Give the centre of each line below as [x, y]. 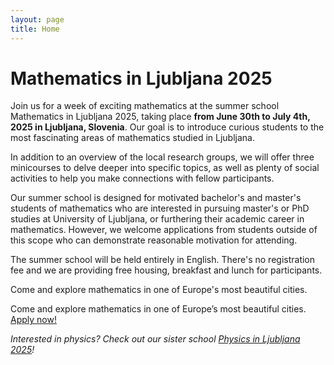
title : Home [35, 29]
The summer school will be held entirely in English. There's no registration [163, 260]
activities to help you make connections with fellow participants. [142, 178]
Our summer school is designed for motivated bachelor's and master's [156, 198]
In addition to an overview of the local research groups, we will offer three [162, 157]
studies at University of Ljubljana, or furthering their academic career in [157, 219]
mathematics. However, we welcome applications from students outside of [164, 230]
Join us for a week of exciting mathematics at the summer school [145, 106]
